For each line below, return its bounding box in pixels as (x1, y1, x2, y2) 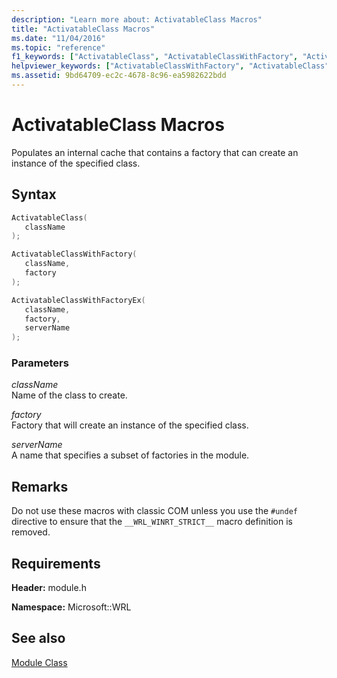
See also (11, 630, 66, 647)
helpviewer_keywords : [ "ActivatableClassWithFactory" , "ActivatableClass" (11, 61, 330, 71)
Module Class (11, 656, 68, 668)
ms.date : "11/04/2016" (11, 33, 106, 43)
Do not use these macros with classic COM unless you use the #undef (11, 505, 298, 517)
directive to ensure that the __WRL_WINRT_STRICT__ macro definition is (11, 516, 293, 528)
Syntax (11, 186, 57, 203)
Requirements (11, 555, 101, 572)
